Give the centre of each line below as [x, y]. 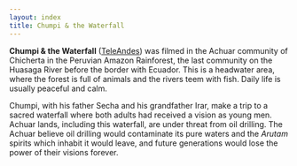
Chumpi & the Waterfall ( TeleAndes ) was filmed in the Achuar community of [148, 50]
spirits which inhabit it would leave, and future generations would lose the [144, 143]
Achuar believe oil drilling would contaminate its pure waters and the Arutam [148, 133]
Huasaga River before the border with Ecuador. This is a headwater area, [142, 69]
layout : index [35, 17]
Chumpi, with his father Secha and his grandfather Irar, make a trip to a [139, 105]
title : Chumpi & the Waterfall [67, 26]
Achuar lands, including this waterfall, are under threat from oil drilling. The [146, 124]
